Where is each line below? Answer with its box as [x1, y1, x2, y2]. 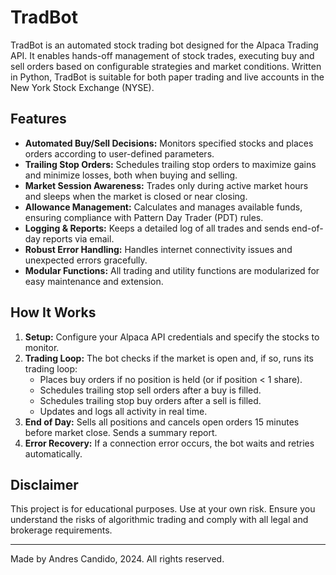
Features [10, 111, 67, 128]
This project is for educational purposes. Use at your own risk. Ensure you [10, 503, 316, 515]
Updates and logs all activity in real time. [39, 405, 208, 417]
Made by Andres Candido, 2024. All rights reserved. [10, 553, 225, 565]
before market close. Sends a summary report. [24, 426, 218, 438]
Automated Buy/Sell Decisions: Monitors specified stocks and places [24, 137, 314, 149]
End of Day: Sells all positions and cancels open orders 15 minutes [24, 416, 300, 428]
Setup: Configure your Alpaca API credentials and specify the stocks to [24, 331, 320, 343]
